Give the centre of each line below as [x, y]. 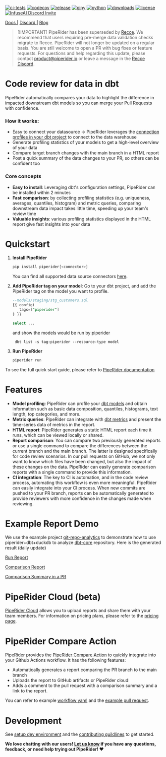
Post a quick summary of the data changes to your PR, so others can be [86, 158]
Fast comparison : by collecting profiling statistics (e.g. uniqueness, [81, 198]
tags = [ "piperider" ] [39, 310]
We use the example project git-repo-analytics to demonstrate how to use [81, 537]
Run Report [17, 557]
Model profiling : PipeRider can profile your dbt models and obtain [80, 403]
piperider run [27, 360]
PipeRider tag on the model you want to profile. [60, 291]
